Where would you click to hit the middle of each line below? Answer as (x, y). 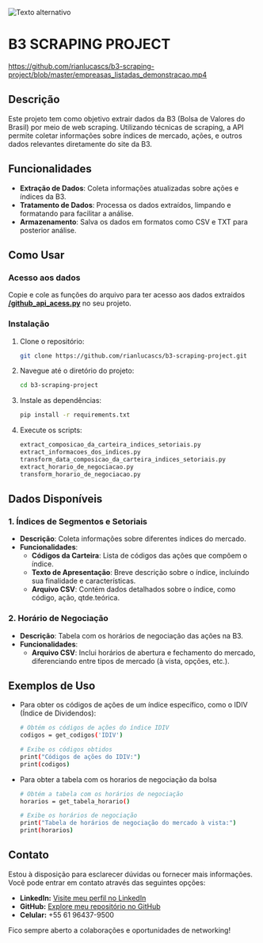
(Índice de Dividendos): (58, 713)
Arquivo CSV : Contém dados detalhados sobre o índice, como (133, 589)
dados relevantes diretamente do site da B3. (80, 144)
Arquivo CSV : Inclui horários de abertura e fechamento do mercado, (143, 652)
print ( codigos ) (45, 764)
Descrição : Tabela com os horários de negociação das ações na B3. (131, 635)
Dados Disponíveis (55, 498)
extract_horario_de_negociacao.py (76, 467)
